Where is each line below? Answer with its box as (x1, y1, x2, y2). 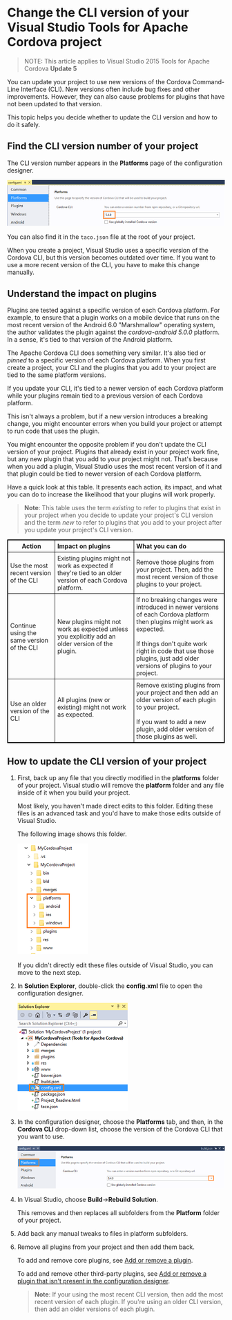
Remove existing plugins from (136, 681, 221, 690)
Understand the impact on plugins (7, 288, 157, 300)
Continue (10, 621, 37, 630)
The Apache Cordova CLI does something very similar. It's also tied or (7, 349, 206, 357)
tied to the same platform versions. (7, 371, 106, 379)
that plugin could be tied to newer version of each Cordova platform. (7, 469, 202, 478)
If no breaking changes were (136, 596, 217, 604)
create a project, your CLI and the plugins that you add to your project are (7, 364, 217, 372)
